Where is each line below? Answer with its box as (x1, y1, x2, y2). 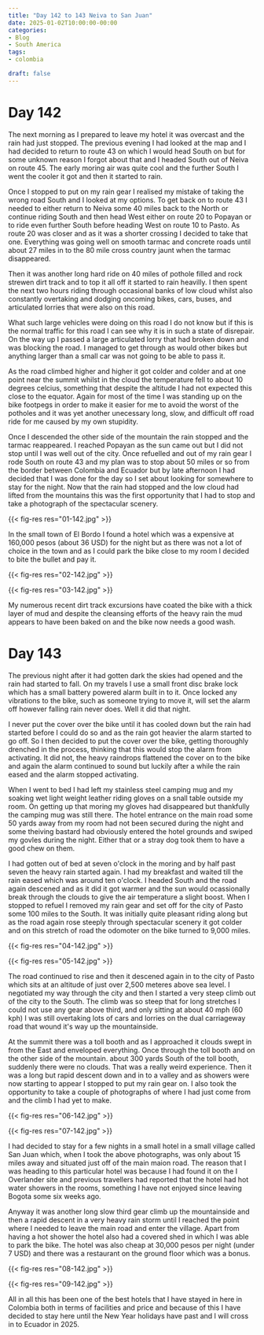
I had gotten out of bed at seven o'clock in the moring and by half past (8, 858, 236, 868)
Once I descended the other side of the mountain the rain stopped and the (8, 432, 249, 441)
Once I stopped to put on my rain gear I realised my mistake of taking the (8, 187, 244, 196)
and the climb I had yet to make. (8, 1096, 112, 1105)
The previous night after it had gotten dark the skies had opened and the (8, 670, 244, 680)
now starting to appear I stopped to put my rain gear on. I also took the (8, 1078, 237, 1088)
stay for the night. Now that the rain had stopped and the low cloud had (8, 482, 240, 491)
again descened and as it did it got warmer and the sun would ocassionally (8, 884, 251, 893)
